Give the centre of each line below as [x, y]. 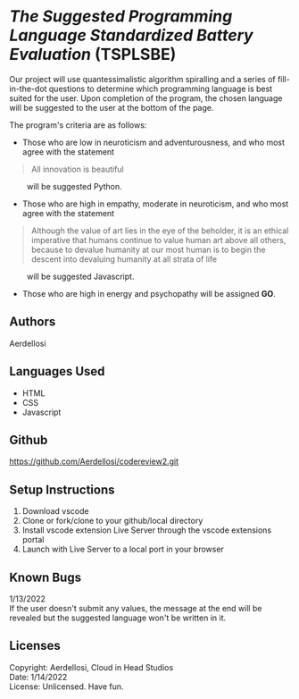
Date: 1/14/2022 [38, 677]
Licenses [35, 646]
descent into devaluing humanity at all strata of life [124, 259]
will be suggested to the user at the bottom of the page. [112, 107]
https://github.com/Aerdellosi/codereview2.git [94, 461]
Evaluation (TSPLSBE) [93, 55]
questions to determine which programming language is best [161, 88]
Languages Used [57, 371]
